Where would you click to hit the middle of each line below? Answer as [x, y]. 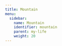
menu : [10, 14]
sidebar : [18, 18]
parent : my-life [30, 32]
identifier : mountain [35, 27]
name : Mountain [29, 23]
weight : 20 [25, 36]
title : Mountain [21, 9]
